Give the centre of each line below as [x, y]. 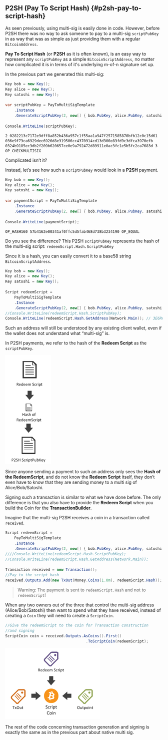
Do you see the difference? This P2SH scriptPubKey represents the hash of [82, 241]
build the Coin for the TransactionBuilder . [48, 508]
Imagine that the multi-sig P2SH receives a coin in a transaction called [77, 518]
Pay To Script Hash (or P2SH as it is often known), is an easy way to [76, 54]
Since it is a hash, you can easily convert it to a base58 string [68, 256]
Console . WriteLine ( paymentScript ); [42, 222]
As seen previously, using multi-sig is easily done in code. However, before [82, 28]
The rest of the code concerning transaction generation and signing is [77, 727]
